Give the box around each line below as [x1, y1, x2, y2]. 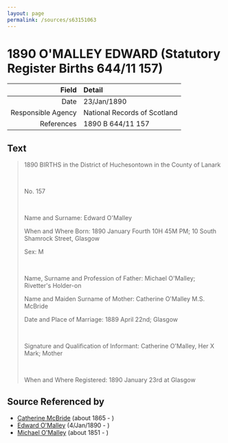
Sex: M [23, 248, 44, 256]
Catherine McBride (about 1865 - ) [16, 414, 115, 422]
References [40, 119, 77, 129]
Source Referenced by [7, 396, 105, 407]
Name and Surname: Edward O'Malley [23, 214, 133, 222]
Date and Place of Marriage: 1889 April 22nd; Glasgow [23, 315, 179, 324]
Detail [83, 85, 103, 95]
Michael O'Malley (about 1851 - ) [16, 429, 109, 437]
